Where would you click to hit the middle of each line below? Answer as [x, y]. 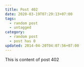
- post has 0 [23, 41]
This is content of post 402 [32, 59]
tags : [10, 18]
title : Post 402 [21, 9]
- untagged [20, 28]
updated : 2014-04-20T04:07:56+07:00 [42, 46]
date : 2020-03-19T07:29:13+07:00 [39, 14]
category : [15, 32]
